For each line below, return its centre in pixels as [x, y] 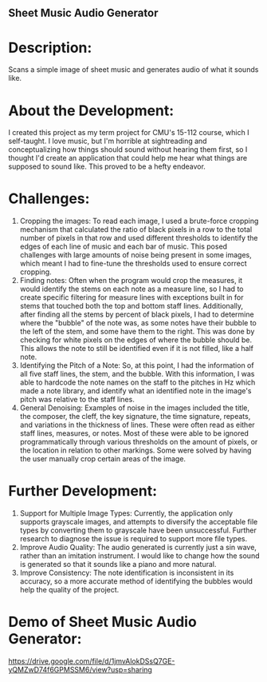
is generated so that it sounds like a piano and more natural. [118, 564]
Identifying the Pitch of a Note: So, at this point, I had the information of [137, 365]
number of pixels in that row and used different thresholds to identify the [139, 238]
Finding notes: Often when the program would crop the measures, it [131, 281]
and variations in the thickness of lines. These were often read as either [137, 425]
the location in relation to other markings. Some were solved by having [135, 450]
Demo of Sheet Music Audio [102, 622]
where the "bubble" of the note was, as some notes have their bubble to [138, 323]
